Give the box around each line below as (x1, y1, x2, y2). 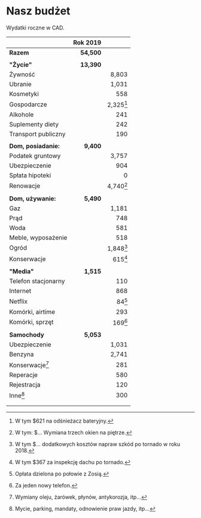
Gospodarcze (9, 100, 47, 109)
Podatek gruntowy (9, 152, 61, 160)
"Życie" (9, 60, 32, 68)
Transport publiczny (9, 130, 66, 139)
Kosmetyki (9, 89, 39, 98)
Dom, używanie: (9, 194, 56, 202)
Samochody (9, 330, 45, 339)
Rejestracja (9, 381, 41, 389)
